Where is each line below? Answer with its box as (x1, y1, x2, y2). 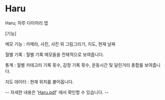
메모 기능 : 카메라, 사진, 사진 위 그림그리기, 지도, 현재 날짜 (5, 41, 115, 47)
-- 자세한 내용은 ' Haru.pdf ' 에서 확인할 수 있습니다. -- (5, 89, 109, 95)
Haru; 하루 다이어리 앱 (5, 20, 49, 26)
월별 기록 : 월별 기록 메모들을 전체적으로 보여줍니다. (5, 51, 104, 57)
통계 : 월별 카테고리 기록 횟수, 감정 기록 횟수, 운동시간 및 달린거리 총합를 (5, 62, 144, 68)
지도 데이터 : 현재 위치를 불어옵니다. (5, 79, 74, 85)
